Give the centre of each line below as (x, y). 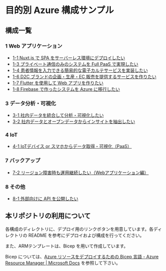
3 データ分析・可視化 (31, 103)
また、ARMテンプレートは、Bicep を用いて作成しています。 (67, 246)
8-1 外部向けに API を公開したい (45, 199)
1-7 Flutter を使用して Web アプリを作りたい (58, 83)
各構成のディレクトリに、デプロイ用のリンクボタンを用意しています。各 (79, 229)
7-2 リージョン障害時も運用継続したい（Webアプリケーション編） (80, 172)
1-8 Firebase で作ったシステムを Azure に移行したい (66, 89)
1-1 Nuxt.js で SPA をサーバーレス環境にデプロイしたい (69, 58)
